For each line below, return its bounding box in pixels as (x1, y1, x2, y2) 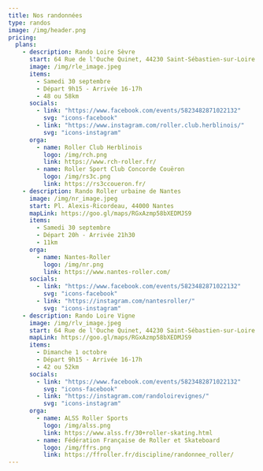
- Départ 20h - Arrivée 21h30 (36, 232, 135, 239)
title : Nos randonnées (8, 11, 83, 20)
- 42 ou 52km (36, 363, 80, 371)
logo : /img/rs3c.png (43, 172, 111, 181)
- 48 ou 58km (36, 92, 80, 100)
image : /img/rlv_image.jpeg (28, 319, 122, 327)
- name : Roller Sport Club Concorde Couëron (36, 165, 185, 173)
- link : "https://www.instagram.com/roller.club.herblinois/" (36, 121, 245, 129)
